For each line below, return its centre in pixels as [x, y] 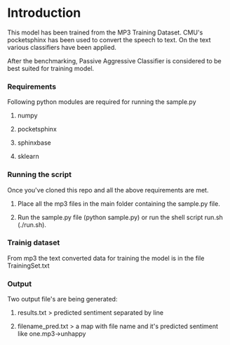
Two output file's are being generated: [62, 299]
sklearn [28, 157]
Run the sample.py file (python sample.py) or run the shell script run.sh [120, 217]
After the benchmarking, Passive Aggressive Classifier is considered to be [115, 60]
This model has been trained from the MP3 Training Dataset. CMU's [105, 32]
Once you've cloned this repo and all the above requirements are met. [108, 190]
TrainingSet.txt [29, 266]
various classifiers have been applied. [62, 47]
